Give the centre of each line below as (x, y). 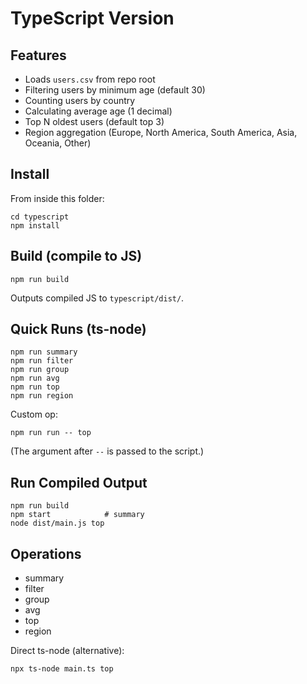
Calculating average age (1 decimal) (98, 111)
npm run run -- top (51, 433)
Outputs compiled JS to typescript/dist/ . (97, 298)
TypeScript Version (92, 18)
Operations (46, 553)
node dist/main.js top (57, 523)
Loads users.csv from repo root (90, 79)
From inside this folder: (57, 198)
